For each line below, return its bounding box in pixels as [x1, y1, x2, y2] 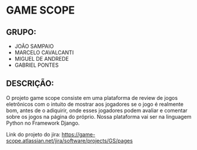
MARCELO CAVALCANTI [14, 49, 74, 56]
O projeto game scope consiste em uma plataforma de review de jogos [6, 94, 178, 101]
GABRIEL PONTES [14, 61, 59, 69]
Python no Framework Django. [6, 119, 80, 126]
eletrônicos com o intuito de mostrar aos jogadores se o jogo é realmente [6, 100, 184, 107]
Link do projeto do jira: [6, 131, 61, 138]
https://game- [61, 131, 96, 138]
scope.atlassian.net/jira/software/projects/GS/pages [6, 137, 133, 144]
